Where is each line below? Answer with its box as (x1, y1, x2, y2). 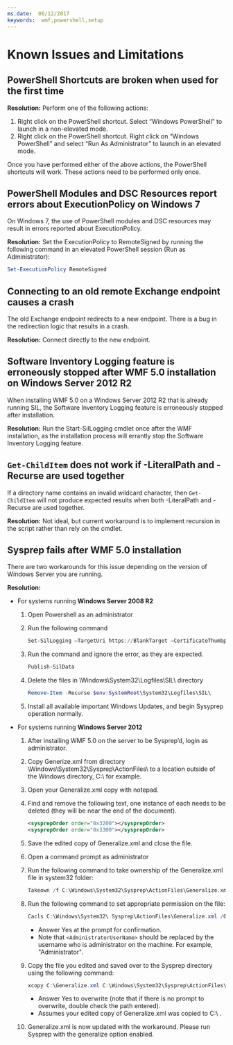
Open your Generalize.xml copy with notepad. (27, 785, 159, 794)
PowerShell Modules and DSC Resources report (7, 187, 217, 199)
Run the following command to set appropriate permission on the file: (27, 899, 225, 908)
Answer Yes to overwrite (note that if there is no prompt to (37, 994, 205, 1003)
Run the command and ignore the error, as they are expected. (27, 650, 204, 658)
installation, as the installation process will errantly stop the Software (7, 431, 204, 440)
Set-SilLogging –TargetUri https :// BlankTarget (27, 637, 168, 644)
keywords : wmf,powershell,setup (7, 17, 104, 24)
